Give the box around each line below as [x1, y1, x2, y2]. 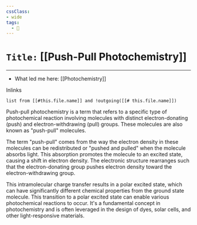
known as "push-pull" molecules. [6, 127, 86, 134]
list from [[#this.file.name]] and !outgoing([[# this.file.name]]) [6, 98, 177, 104]
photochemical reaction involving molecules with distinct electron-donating [6, 115, 188, 122]
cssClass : [6, 8, 30, 15]
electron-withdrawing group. [6, 170, 76, 177]
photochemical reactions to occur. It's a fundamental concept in [6, 200, 161, 207]
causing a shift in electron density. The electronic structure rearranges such [6, 157, 189, 164]
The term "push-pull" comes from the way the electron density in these [6, 139, 179, 146]
